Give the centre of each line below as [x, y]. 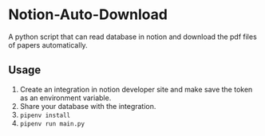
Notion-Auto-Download [88, 15]
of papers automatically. [48, 45]
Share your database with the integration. [88, 106]
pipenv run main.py [52, 124]
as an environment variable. [65, 98]
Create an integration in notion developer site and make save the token [136, 89]
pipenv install [45, 115]
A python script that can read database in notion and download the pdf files [132, 37]
